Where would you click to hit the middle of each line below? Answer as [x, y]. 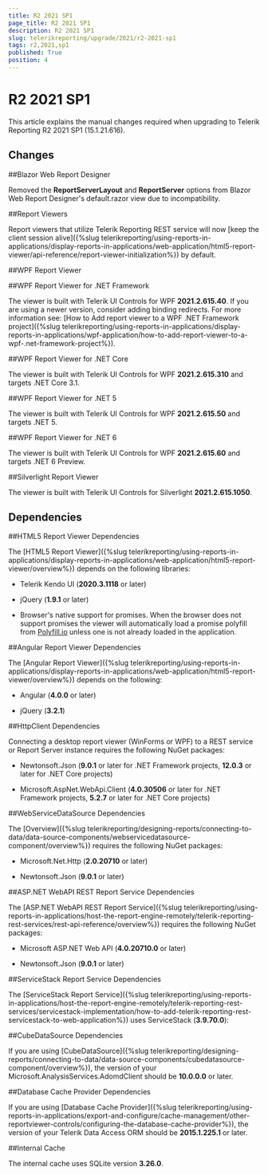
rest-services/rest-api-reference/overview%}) [84, 925]
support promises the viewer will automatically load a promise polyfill [133, 623]
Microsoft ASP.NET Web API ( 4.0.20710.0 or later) [103, 949]
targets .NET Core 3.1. [44, 383]
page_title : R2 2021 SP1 [49, 23]
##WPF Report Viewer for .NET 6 [63, 437]
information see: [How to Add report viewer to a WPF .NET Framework [124, 318]
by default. [199, 254]
